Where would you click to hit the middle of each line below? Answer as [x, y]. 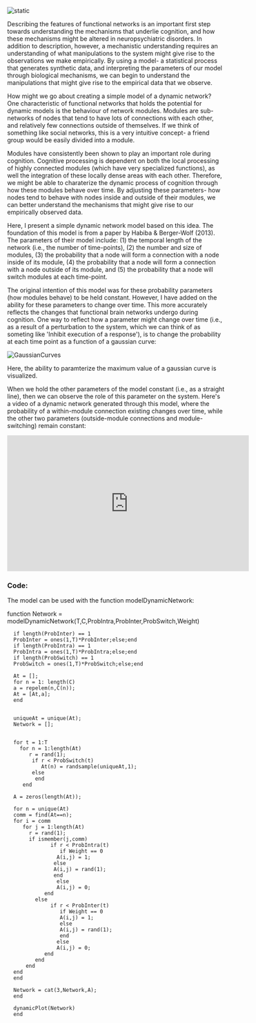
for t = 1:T [31, 743]
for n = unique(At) [41, 809]
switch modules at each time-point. [58, 277]
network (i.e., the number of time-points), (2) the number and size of [105, 247]
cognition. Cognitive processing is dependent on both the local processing [113, 161]
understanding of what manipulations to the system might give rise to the [111, 53]
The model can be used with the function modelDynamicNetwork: [101, 601]
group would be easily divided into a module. [71, 140]
